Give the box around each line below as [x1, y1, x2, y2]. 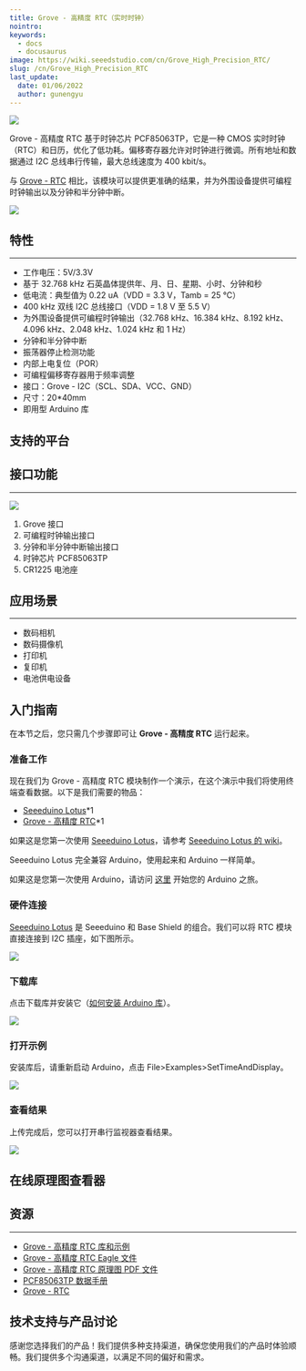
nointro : [9, 22, 43, 31]
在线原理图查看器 [9, 1172, 106, 1189]
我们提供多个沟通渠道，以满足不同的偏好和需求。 [25, 1351, 209, 1362]
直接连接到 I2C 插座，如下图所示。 [9, 933, 139, 944]
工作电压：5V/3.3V [22, 267, 94, 278]
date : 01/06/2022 [17, 81, 84, 90]
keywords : [9, 30, 47, 39]
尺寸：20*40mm [22, 393, 87, 404]
